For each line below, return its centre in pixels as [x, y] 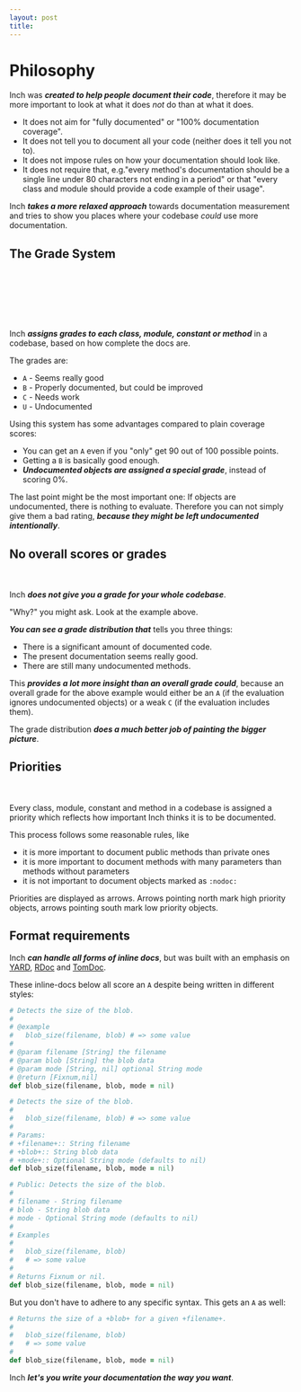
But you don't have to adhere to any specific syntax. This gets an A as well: [147, 1302]
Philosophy [53, 70]
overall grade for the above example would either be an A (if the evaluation [147, 693]
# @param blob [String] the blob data [82, 1061]
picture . [24, 739]
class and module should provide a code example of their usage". [143, 189]
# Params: [28, 1135]
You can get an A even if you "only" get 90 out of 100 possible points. [150, 451]
